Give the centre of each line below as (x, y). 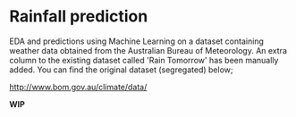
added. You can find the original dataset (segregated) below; (121, 70)
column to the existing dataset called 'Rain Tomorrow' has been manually (144, 60)
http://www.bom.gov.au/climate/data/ (78, 87)
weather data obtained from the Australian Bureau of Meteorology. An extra (148, 50)
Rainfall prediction (79, 17)
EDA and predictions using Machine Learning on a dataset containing (136, 41)
